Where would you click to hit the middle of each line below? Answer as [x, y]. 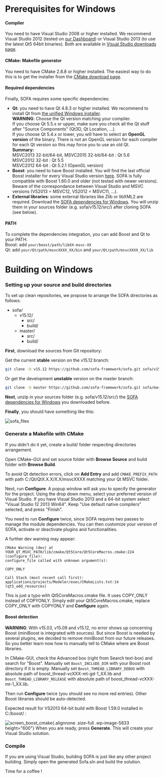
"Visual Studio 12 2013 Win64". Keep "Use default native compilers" [73, 504]
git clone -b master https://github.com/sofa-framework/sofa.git [73, 388]
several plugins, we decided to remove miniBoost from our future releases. [80, 638]
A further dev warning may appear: [40, 539]
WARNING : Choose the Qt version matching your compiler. [71, 118]
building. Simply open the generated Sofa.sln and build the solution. [73, 762]
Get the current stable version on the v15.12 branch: [57, 360]
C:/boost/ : [16, 713]
